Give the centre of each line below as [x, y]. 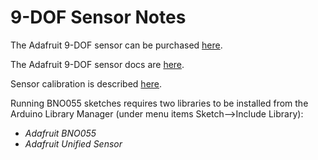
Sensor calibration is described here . [86, 83]
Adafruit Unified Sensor [73, 143]
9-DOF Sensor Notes [98, 17]
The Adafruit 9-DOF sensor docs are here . [97, 64]
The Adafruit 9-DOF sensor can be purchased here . [116, 45]
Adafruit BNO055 [60, 133]
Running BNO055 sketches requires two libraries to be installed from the [159, 103]
